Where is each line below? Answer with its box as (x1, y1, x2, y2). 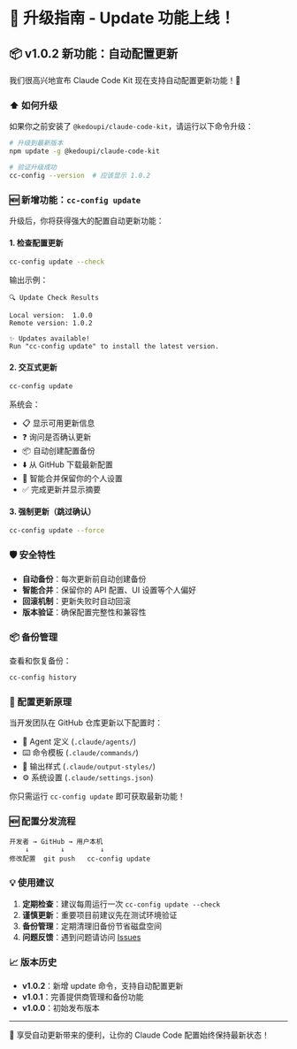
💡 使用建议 (9, 877, 55, 889)
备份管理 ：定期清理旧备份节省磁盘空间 (21, 921, 162, 931)
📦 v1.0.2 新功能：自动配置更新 (9, 46, 179, 61)
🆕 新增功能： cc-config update (9, 194, 141, 206)
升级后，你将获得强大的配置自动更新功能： (9, 216, 164, 226)
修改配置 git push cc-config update (9, 854, 151, 863)
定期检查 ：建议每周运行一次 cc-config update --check (21, 899, 221, 909)
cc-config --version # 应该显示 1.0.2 (9, 171, 151, 180)
